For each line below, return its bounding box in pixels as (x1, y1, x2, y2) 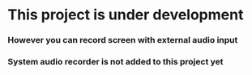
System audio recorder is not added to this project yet (7, 56, 224, 68)
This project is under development (7, 6, 244, 24)
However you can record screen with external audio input (7, 35, 238, 46)
